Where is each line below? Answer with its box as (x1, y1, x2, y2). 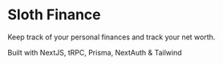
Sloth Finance (7, 6, 101, 24)
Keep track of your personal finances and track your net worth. (7, 32, 216, 42)
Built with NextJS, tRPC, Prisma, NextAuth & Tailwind (7, 47, 182, 57)
